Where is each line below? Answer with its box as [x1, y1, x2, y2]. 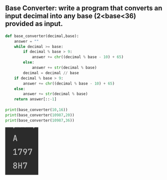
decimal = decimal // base [23, 70, 79, 75]
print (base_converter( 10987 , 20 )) [5, 112, 75, 117]
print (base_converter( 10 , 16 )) [5, 107, 68, 112]
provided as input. [5, 19, 63, 28]
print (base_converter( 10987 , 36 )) [5, 117, 75, 123]
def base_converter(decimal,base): [5, 33, 79, 38]
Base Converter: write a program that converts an [5, 4, 163, 12]
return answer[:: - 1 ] [14, 97, 57, 102]
